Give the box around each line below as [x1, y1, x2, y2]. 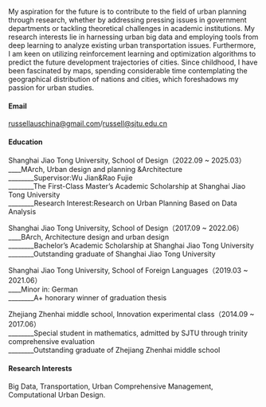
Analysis [8, 207, 37, 217]
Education [8, 137, 43, 147]
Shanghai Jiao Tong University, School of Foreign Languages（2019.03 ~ [8, 266, 248, 276]
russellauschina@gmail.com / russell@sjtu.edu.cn [8, 119, 168, 128]
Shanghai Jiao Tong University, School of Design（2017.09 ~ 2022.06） [8, 223, 244, 233]
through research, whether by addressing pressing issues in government [8, 15, 247, 25]
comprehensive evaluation [8, 337, 96, 346]
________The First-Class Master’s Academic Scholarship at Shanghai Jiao [8, 182, 246, 191]
